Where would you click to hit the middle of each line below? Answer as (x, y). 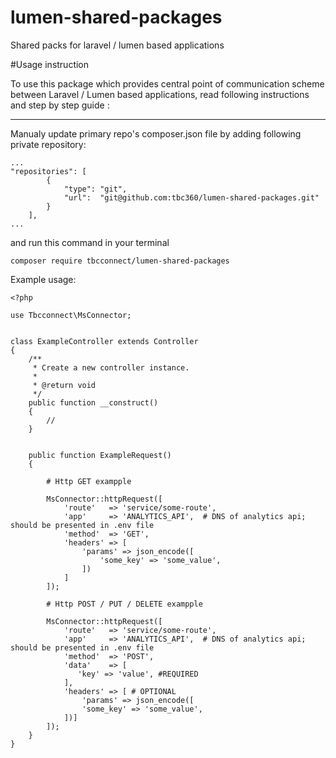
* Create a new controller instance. (111, 367)
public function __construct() (93, 402)
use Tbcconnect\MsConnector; (71, 315)
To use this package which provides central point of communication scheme (167, 83)
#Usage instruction (50, 64)
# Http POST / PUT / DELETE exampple (124, 604)
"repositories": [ (48, 171)
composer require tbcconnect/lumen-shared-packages (120, 261)
